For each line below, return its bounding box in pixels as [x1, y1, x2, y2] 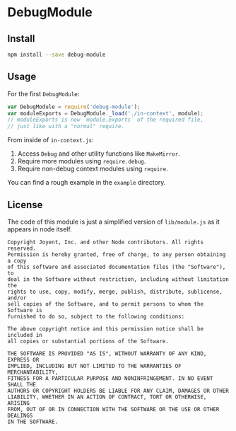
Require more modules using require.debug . [17, 157, 146, 166]
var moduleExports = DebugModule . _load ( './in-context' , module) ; [7, 110, 203, 117]
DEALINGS [7, 412, 33, 419]
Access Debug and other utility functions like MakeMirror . [17, 149, 180, 158]
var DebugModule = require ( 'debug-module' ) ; [7, 103, 141, 110]
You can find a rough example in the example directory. [7, 178, 166, 187]
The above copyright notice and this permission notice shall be [7, 326, 203, 333]
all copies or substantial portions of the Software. [7, 338, 170, 345]
